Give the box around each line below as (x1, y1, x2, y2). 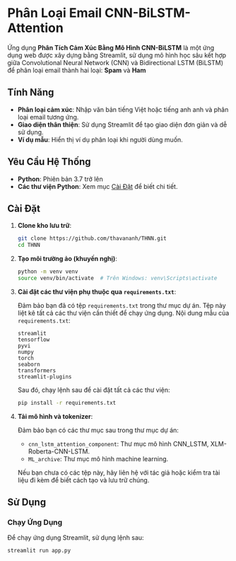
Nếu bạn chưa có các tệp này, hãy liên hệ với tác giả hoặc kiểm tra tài (17, 468, 220, 477)
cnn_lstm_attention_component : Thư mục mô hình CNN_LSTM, (28, 439, 209, 448)
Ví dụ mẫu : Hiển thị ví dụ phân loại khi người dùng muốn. (17, 135, 184, 144)
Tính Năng (7, 86, 54, 98)
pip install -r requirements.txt (17, 399, 117, 406)
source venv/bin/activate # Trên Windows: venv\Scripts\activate (17, 274, 218, 282)
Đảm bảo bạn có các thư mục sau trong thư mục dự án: (17, 426, 179, 434)
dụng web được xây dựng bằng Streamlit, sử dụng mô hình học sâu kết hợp (7, 51, 227, 59)
